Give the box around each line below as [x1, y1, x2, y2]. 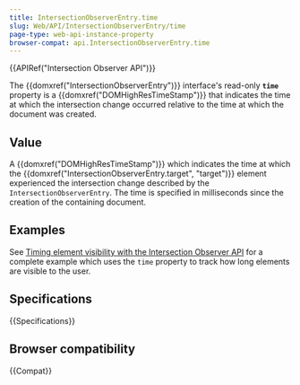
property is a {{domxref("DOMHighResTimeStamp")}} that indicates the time [9, 90, 291, 101]
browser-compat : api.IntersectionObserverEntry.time [9, 38, 210, 48]
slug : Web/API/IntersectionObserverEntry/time [9, 22, 186, 31]
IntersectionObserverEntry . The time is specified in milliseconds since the [9, 188, 284, 198]
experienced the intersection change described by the [9, 178, 210, 188]
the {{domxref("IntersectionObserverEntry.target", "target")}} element [9, 168, 267, 179]
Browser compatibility [9, 342, 136, 357]
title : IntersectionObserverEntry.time [9, 13, 159, 22]
